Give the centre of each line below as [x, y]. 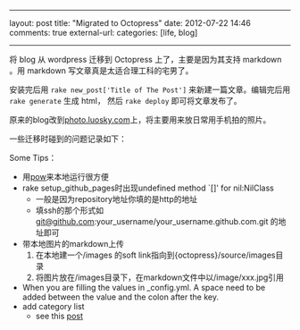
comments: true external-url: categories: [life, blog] [104, 33]
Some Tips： [33, 158]
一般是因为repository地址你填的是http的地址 [117, 199]
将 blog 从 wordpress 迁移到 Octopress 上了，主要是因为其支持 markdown [146, 59]
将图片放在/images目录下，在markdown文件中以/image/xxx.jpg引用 [159, 277]
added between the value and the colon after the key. [120, 297]
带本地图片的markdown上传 [73, 244]
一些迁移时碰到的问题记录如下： [68, 139]
